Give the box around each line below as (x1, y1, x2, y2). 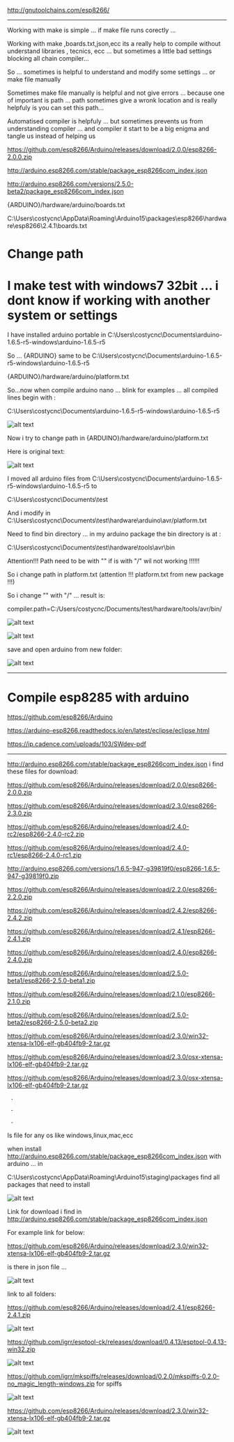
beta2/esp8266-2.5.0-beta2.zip (7, 1018, 99, 1027)
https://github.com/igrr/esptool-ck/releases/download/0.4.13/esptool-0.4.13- (7, 1338, 227, 1346)
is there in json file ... (7, 1263, 68, 1271)
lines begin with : (7, 393, 56, 402)
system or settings (7, 308, 118, 324)
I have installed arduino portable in (7, 331, 107, 339)
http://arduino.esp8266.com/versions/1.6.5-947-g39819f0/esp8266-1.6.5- (7, 865, 221, 873)
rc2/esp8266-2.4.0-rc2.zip (7, 830, 85, 839)
